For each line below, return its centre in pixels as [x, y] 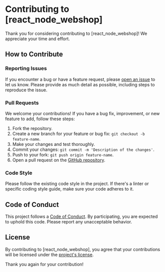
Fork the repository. [32, 128]
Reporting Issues [26, 68]
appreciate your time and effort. [38, 39]
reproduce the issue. [26, 90]
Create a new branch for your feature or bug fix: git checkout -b [79, 134]
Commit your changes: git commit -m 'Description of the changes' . [83, 149]
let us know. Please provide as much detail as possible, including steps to [80, 84]
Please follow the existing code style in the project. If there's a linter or [77, 184]
